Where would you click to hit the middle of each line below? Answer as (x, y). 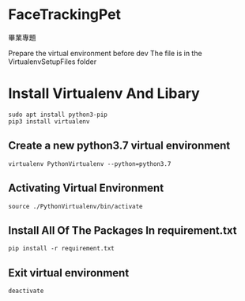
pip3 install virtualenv (49, 121)
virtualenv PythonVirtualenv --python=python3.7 (90, 164)
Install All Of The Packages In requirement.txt (122, 230)
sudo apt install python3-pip (58, 115)
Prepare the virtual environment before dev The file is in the (106, 53)
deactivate (26, 291)
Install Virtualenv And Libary (104, 94)
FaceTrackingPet (64, 15)
